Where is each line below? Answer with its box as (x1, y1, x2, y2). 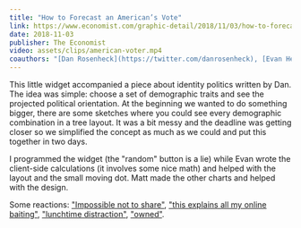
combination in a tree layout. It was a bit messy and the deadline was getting (9, 117, 292, 128)
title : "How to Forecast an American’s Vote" (9, 13, 182, 22)
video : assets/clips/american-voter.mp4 (9, 46, 163, 55)
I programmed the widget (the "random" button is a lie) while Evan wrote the (9, 154, 291, 164)
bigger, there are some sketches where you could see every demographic (9, 108, 282, 118)
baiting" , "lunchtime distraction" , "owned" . (9, 209, 165, 219)
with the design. (9, 182, 69, 192)
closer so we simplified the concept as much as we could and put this (9, 127, 267, 137)
